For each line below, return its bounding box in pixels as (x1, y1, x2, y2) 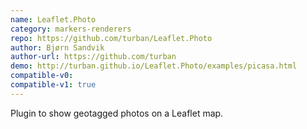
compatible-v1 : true (10, 80, 97, 90)
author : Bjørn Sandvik (10, 42, 105, 53)
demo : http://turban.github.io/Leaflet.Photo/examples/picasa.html (10, 61, 298, 71)
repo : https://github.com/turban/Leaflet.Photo (10, 33, 213, 43)
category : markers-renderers (10, 24, 132, 34)
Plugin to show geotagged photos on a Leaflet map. (10, 107, 224, 119)
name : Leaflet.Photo (10, 14, 97, 25)
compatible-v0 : (10, 71, 74, 81)
